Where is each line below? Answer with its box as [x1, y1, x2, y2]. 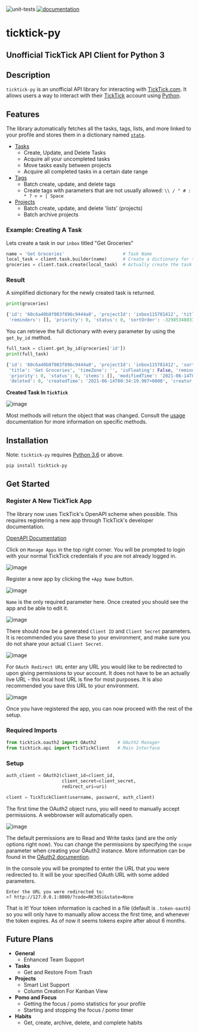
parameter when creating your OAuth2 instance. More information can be [6, 847, 185, 854]
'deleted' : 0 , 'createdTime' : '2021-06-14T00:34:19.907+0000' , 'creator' [8, 378, 195, 384]
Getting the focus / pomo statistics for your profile [23, 1000, 146, 1008]
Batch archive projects [23, 211, 79, 218]
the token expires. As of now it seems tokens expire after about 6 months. [6, 917, 187, 924]
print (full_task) [6, 351, 49, 357]
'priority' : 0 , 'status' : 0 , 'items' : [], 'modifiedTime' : [8, 372, 158, 379]
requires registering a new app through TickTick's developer [6, 517, 154, 524]
